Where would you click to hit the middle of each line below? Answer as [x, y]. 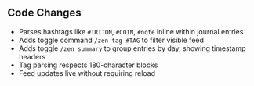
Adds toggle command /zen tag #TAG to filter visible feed [111, 40]
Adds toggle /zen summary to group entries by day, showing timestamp [132, 48]
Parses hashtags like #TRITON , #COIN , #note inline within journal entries [131, 31]
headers [32, 56]
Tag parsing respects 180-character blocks [88, 65]
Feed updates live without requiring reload [87, 73]
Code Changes [44, 13]
